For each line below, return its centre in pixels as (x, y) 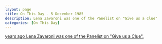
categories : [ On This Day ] (32, 23)
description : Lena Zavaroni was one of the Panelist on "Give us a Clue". (82, 18)
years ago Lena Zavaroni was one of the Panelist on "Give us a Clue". (74, 36)
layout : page (18, 9)
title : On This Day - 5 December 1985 (44, 14)
